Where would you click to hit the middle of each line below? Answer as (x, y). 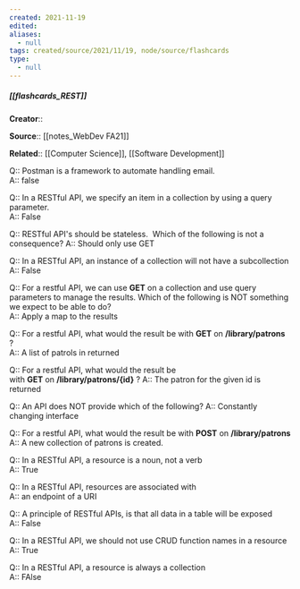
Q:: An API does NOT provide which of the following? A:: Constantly (133, 406)
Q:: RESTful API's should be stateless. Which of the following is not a (137, 234)
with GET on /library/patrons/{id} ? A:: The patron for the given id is (135, 379)
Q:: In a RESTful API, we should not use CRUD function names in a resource (148, 540)
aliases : (25, 34)
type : (19, 59)
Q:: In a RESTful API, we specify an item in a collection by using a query (141, 197)
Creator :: (26, 118)
